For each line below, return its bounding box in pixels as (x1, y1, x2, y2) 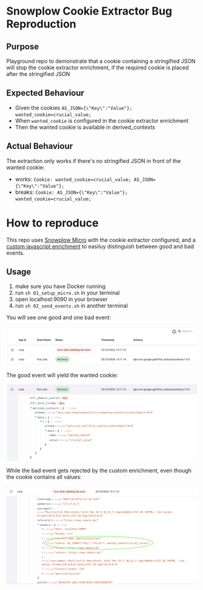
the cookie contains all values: (6, 473, 82, 481)
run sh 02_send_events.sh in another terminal (15, 302, 128, 309)
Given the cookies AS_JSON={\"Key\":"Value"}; (15, 104, 133, 111)
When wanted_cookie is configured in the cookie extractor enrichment (15, 117, 189, 124)
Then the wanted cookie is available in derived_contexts (15, 123, 156, 131)
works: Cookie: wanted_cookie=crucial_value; (15, 175, 131, 183)
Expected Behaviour (6, 88, 85, 98)
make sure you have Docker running (15, 283, 106, 290)
